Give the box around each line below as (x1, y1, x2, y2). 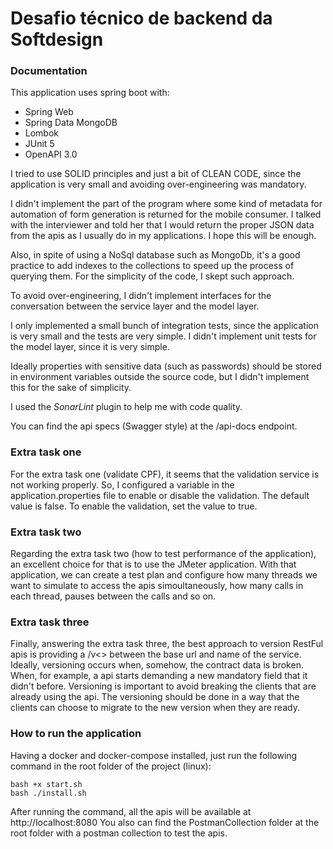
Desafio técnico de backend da (10, 7, 273, 30)
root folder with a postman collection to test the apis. (10, 827, 228, 839)
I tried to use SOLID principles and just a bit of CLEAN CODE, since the (10, 168, 302, 180)
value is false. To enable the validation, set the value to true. (10, 500, 258, 512)
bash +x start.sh (10, 779, 83, 789)
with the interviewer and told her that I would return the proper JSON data (10, 219, 315, 231)
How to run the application (10, 727, 142, 741)
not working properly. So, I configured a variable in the (10, 478, 235, 491)
